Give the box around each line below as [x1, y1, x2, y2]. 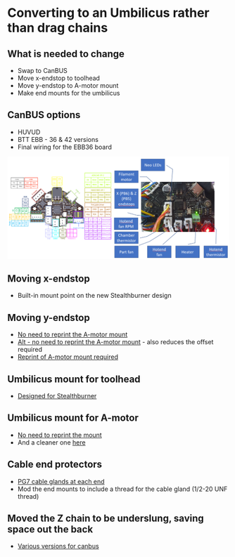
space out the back [7, 523, 94, 535]
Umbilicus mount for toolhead [7, 373, 141, 385]
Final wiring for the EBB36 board [17, 143, 113, 151]
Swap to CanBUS [17, 67, 68, 74]
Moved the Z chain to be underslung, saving [7, 513, 204, 525]
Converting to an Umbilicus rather [7, 5, 210, 21]
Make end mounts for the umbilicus [17, 89, 120, 97]
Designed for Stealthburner [17, 392, 97, 400]
